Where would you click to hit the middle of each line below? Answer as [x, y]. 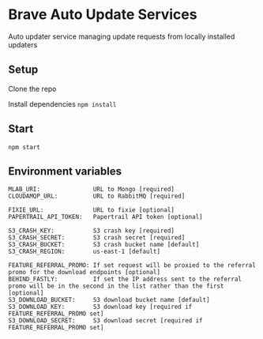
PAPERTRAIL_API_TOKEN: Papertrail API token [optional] [105, 217]
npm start [24, 147]
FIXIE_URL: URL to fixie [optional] [92, 210]
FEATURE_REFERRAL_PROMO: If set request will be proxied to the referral [132, 266]
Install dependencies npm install [62, 104]
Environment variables [65, 171]
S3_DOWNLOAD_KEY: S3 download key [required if [100, 307]
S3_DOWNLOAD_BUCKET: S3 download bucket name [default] [109, 300]
